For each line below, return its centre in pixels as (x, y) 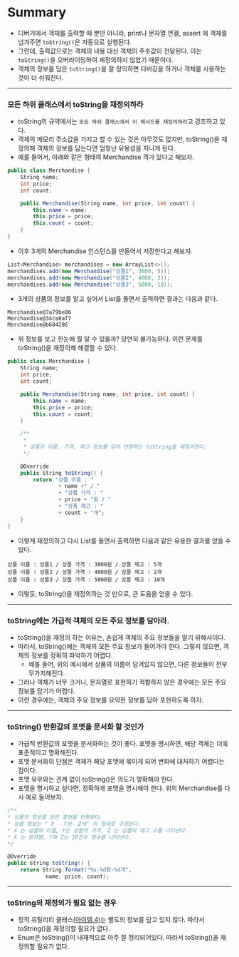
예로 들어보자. (44, 797)
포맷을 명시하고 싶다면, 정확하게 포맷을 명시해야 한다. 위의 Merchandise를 (120, 788)
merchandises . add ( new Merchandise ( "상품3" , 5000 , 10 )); (90, 285)
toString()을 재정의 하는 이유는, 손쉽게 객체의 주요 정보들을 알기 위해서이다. (122, 637)
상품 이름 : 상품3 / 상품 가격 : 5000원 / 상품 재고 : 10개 (86, 579)
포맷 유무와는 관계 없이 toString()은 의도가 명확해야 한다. (96, 779)
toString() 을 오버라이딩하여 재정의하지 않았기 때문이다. (95, 60)
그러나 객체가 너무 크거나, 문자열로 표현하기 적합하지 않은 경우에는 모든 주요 (122, 682)
